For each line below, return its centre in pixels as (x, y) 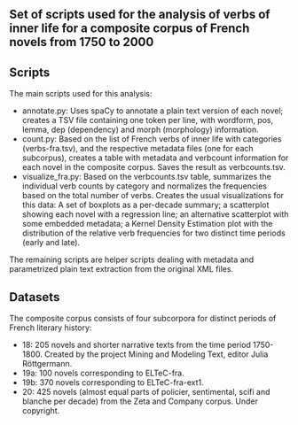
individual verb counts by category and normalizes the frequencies (145, 186)
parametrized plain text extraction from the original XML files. (121, 269)
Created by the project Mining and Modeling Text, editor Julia (156, 354)
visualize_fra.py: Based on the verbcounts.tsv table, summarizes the (147, 177)
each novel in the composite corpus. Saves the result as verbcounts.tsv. (153, 167)
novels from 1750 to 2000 (82, 42)
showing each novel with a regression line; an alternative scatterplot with (155, 214)
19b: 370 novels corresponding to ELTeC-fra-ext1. (113, 382)
